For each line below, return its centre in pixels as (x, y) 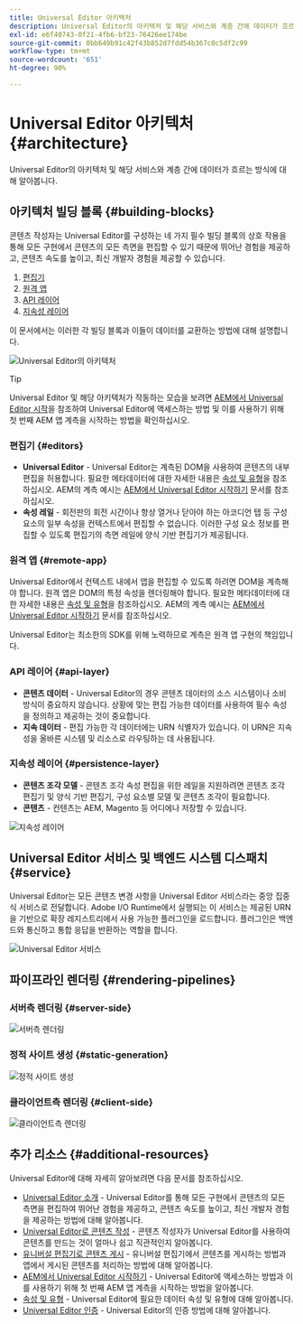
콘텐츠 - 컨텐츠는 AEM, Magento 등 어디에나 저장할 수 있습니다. (134, 807)
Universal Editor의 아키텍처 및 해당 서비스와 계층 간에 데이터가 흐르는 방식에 (143, 169)
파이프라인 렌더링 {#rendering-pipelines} (123, 980)
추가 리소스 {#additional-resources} (110, 1155)
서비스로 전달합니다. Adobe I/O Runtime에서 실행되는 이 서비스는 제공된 (145, 907)
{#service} (41, 873)
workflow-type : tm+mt (50, 51)
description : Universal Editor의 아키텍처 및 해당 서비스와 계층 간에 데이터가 (144, 26)
